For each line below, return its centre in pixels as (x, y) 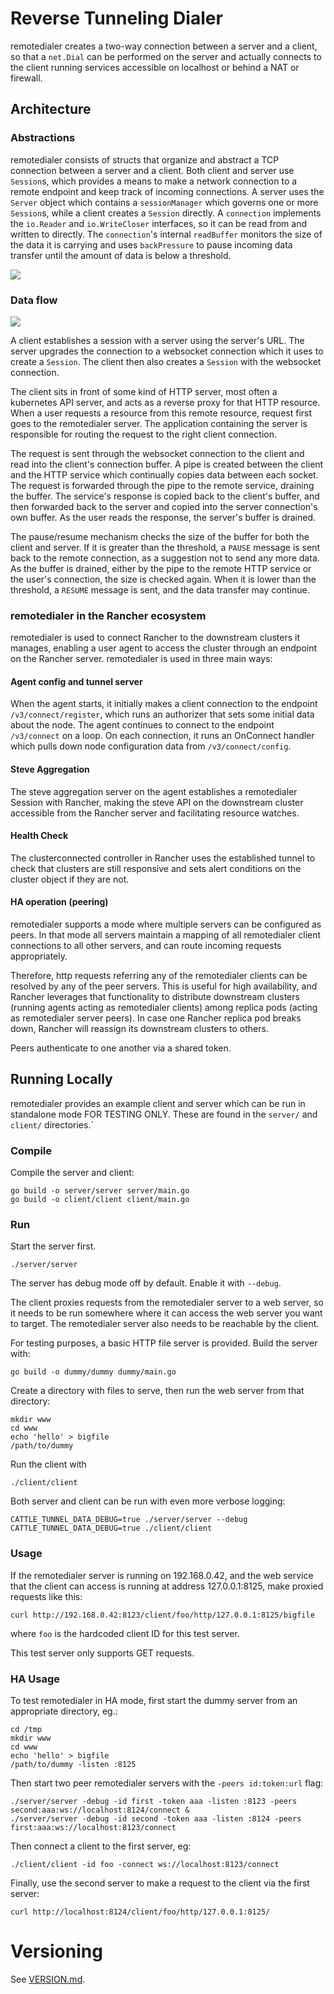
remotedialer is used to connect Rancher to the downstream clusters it (155, 638)
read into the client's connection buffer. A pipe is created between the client (167, 464)
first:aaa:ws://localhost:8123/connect (93, 1828)
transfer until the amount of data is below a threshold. (121, 255)
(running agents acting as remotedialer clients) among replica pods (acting (164, 1008)
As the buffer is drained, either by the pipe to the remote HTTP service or (161, 568)
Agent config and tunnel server (76, 681)
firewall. (26, 78)
